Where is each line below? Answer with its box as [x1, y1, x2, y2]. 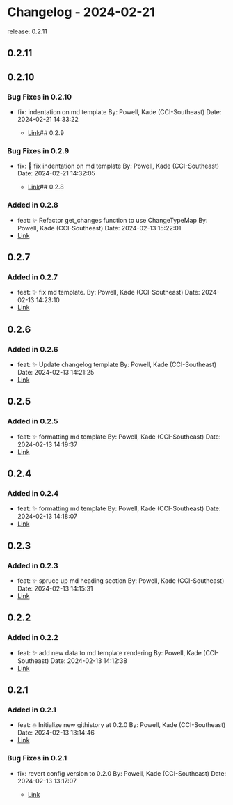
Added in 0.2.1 [7, 705, 57, 714]
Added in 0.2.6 [7, 344, 58, 354]
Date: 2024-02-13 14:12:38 [50, 656, 127, 665]
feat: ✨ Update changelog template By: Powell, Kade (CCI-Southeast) [17, 360, 217, 368]
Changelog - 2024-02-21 [7, 4, 155, 20]
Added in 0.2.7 [7, 272, 58, 282]
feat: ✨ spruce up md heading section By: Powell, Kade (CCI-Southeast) [17, 577, 225, 585]
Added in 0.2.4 [7, 488, 59, 498]
